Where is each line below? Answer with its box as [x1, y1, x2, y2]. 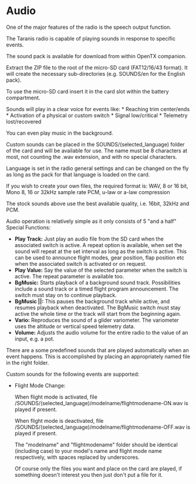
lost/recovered [6, 118, 42, 125]
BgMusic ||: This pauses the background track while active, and [14, 298, 170, 305]
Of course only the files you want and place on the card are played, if [14, 465, 182, 472]
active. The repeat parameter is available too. [14, 272, 124, 280]
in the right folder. [6, 359, 49, 366]
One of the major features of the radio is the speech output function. [6, 24, 172, 31]
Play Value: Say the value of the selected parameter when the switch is [14, 266, 188, 273]
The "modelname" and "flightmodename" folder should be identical [14, 441, 178, 448]
